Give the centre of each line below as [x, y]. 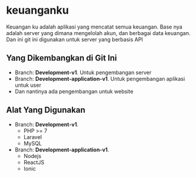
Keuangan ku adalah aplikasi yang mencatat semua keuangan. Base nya [94, 27]
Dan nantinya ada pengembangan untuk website [74, 91]
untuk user [28, 85]
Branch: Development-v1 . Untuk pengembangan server [83, 72]
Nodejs [32, 156]
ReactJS [34, 162]
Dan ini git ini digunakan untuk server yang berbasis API [75, 39]
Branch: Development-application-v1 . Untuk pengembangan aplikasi [100, 78]
